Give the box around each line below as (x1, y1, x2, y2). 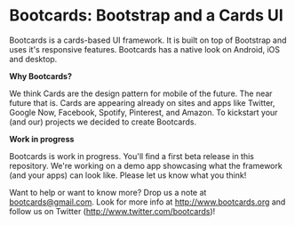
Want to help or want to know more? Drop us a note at (9, 187, 207, 197)
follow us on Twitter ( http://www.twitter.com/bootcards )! (9, 205, 216, 216)
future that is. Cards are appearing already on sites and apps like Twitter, (9, 97, 275, 108)
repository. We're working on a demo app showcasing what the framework (9, 160, 283, 171)
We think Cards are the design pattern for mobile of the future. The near (9, 88, 273, 99)
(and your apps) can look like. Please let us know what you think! (9, 170, 247, 181)
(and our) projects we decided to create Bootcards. (9, 117, 197, 127)
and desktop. (9, 53, 58, 64)
